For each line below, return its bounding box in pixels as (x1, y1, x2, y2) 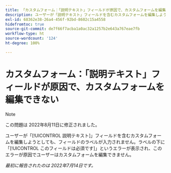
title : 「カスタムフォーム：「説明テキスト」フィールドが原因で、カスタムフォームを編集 (5, 7, 166, 13)
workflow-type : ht (5, 31, 44, 36)
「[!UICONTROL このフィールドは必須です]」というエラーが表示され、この (5, 145, 162, 151)
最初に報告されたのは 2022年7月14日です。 (5, 162, 96, 168)
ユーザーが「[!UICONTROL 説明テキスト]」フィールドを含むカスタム (5, 132, 149, 138)
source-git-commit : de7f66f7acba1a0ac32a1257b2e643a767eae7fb (5, 26, 140, 32)
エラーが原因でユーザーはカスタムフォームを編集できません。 (5, 151, 134, 158)
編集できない (5, 94, 60, 105)
